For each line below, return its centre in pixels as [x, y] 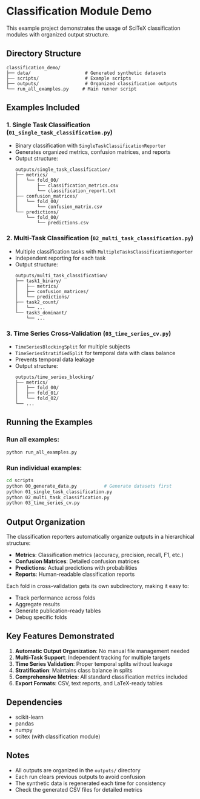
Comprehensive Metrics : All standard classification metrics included [101, 677]
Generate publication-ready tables [58, 611]
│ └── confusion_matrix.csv [58, 207]
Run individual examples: [44, 468]
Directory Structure [44, 54]
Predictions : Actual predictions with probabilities [76, 568]
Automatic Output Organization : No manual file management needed [102, 651]
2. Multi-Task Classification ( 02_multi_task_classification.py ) [100, 238]
